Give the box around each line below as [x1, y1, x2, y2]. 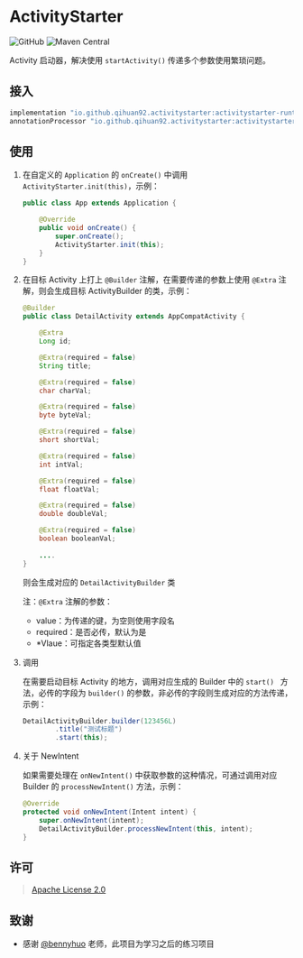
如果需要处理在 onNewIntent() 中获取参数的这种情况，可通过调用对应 [22, 769, 278, 781]
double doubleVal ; [39, 510, 108, 519]
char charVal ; [39, 386, 92, 395]
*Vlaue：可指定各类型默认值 [35, 638, 142, 649]
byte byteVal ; [39, 410, 92, 420]
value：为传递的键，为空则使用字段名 [35, 615, 176, 626]
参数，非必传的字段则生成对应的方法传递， [134, 687, 293, 698]
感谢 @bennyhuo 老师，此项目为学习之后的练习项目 [22, 938, 215, 949]
